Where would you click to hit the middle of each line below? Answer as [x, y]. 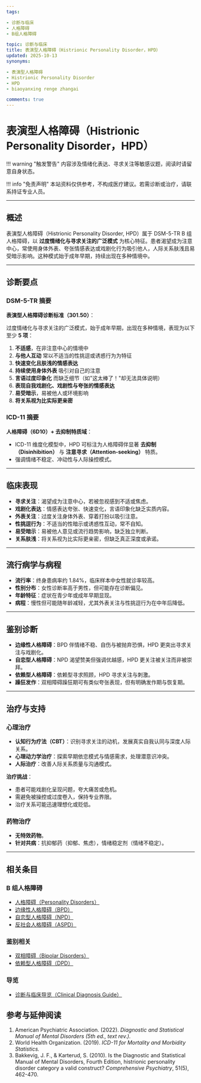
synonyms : [19, 61]
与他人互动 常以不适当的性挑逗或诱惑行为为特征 [73, 355]
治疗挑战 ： [19, 776]
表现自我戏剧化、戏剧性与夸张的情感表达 [65, 385]
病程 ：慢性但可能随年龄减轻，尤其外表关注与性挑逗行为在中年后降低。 [101, 603]
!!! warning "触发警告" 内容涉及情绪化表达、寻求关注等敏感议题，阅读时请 [97, 164]
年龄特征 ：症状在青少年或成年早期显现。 [65, 595]
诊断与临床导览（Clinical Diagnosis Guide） [68, 994]
